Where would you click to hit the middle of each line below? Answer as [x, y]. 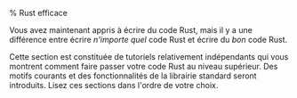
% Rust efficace [39, 13]
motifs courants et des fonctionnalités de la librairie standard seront [133, 76]
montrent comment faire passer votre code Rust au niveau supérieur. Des [144, 66]
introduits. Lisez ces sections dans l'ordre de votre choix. [114, 85]
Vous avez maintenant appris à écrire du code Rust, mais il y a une [131, 30]
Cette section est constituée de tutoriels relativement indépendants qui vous [149, 57]
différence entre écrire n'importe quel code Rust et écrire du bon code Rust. [148, 40]
